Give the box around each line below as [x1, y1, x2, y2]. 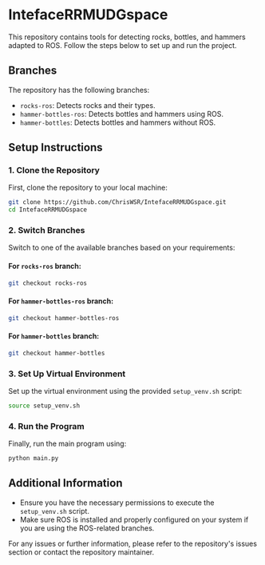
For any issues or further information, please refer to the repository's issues [8, 539, 258, 548]
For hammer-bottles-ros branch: [8, 296, 114, 306]
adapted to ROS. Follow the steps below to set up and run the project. [8, 40, 237, 50]
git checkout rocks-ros [8, 278, 88, 287]
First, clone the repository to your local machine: [8, 182, 168, 193]
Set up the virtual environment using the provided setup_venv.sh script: [8, 387, 243, 396]
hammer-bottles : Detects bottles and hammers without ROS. [19, 118, 216, 127]
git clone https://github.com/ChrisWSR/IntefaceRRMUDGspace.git [8, 198, 227, 206]
